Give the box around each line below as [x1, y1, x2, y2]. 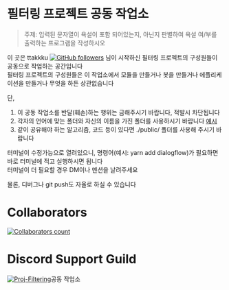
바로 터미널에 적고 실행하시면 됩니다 [7, 157, 103, 165]
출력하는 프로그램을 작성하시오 [23, 38, 105, 47]
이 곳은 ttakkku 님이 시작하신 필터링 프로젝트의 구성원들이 [7, 53, 218, 62]
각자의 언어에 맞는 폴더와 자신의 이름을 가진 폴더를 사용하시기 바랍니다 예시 [17, 117, 218, 125]
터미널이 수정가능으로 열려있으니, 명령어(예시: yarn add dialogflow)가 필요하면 [7, 148, 219, 156]
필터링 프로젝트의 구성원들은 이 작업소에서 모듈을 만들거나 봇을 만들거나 [7, 70, 198, 79]
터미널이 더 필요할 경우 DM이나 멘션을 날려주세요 [7, 165, 138, 173]
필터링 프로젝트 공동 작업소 [7, 6, 149, 22]
